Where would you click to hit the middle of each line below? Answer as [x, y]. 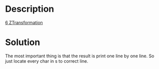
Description [30, 9]
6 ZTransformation [24, 23]
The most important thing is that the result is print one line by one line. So [80, 56]
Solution [23, 42]
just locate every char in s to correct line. [47, 61]
